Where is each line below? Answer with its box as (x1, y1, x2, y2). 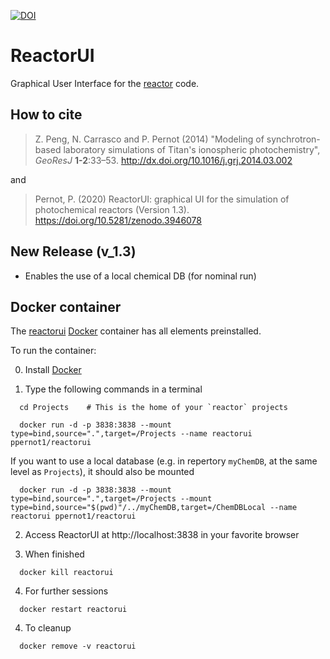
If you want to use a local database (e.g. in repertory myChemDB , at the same (10, 455, 318, 467)
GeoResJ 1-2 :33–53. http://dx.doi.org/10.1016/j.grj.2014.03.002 (34, 154, 293, 166)
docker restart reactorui (19, 605, 128, 615)
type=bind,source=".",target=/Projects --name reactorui (10, 429, 253, 439)
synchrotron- (266, 133, 321, 145)
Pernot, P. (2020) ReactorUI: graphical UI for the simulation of (34, 193, 290, 205)
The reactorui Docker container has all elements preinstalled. (10, 325, 262, 337)
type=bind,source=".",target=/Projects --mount (10, 494, 213, 504)
